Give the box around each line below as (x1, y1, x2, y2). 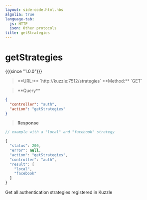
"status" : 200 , (9, 143, 41, 148)
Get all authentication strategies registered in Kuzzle (5, 190, 113, 196)
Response (17, 120, 39, 126)
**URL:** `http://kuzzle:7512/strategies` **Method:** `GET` (17, 78, 143, 84)
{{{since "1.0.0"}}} (5, 68, 42, 74)
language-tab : (5, 16, 35, 21)
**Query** (17, 88, 41, 94)
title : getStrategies (5, 30, 50, 35)
